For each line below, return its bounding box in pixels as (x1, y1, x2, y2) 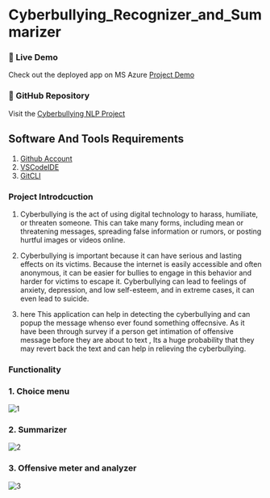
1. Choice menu (8, 386, 70, 397)
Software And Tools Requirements (8, 132, 184, 146)
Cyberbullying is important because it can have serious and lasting (19, 251, 242, 260)
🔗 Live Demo (8, 52, 58, 63)
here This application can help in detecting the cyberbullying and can (19, 309, 251, 319)
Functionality (8, 364, 62, 375)
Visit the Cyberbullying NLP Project (8, 108, 126, 118)
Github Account (19, 154, 73, 163)
